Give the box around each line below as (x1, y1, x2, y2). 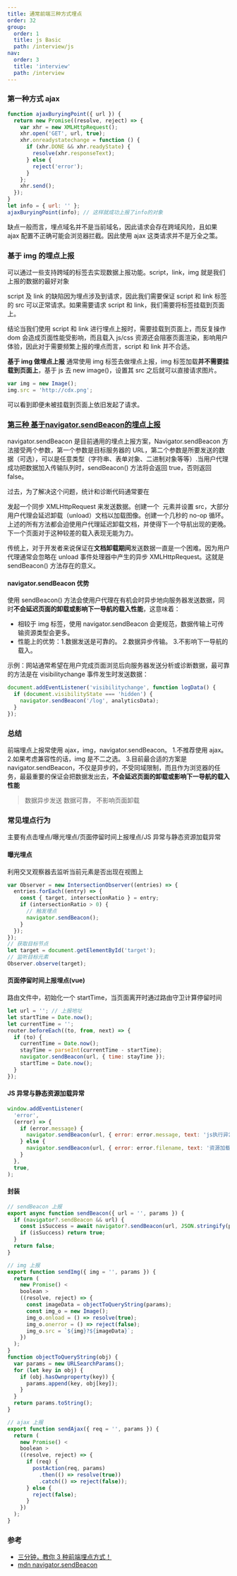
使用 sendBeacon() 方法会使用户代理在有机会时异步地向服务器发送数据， (7, 596, 219, 604)
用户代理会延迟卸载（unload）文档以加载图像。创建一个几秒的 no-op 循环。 (7, 511, 228, 519)
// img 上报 (7, 1261, 40, 1269)
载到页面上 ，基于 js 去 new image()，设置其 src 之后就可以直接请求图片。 (7, 366, 221, 375)
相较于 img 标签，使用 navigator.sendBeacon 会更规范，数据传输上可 (17, 620, 219, 628)
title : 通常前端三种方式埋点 (7, 10, 83, 18)
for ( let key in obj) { (13, 1366, 83, 1373)
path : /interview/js (13, 43, 74, 50)
